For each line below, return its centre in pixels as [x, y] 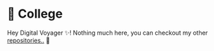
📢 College [35, 14]
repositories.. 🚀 [28, 40]
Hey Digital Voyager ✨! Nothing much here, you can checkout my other [107, 33]
